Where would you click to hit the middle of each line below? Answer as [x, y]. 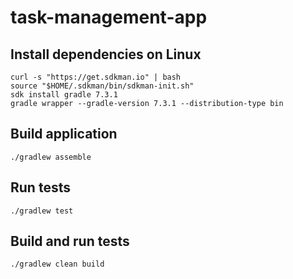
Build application [64, 134]
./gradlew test [42, 211]
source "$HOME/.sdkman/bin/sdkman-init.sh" [102, 86]
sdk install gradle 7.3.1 [64, 95]
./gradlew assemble [51, 157]
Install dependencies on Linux [106, 54]
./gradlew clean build [57, 264]
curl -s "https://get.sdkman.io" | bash [96, 77]
